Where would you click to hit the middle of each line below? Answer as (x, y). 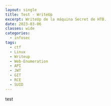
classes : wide (20, 29)
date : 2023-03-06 (23, 24)
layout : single (21, 10)
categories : (18, 33)
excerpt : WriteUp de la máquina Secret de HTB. (56, 19)
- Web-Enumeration (29, 61)
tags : (11, 43)
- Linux (18, 52)
